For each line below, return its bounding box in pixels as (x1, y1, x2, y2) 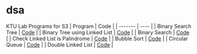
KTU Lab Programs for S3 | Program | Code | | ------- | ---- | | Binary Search (6, 23, 192, 30)
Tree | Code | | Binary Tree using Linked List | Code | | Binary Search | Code (6, 28, 190, 35)
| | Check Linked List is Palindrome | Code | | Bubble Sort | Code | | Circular (6, 35, 188, 42)
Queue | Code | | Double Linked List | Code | (6, 41, 113, 48)
